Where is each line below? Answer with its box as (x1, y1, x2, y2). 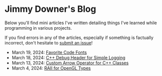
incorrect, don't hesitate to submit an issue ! (4, 39, 93, 45)
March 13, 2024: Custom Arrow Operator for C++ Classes (11, 60, 129, 66)
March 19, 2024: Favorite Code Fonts (11, 49, 87, 55)
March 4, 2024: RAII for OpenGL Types (11, 65, 91, 71)
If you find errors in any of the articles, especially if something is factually (4, 35, 154, 40)
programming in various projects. (4, 25, 72, 31)
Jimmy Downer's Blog (4, 3, 97, 15)
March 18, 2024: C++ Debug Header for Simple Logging (11, 54, 126, 60)
